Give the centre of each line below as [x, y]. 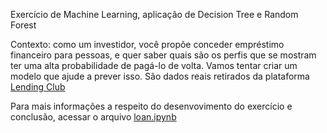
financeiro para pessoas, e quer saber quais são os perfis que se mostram [163, 55]
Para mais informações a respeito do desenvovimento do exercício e [151, 106]
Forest [23, 25]
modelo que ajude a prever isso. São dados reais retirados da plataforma [160, 76]
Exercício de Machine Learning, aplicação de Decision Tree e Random [154, 14]
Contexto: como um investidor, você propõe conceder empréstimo [147, 44]
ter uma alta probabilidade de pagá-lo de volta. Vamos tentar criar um [154, 65]
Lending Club [38, 87]
